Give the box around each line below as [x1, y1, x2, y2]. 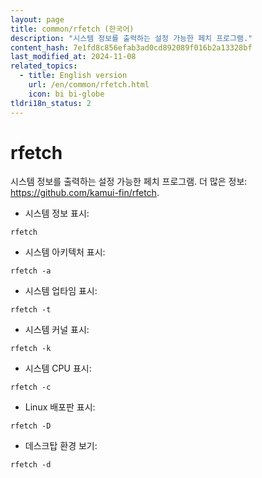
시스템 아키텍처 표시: [24, 246, 106, 258]
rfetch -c [10, 382, 52, 393]
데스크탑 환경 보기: [24, 440, 98, 452]
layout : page [10, 14, 65, 25]
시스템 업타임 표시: [24, 285, 98, 297]
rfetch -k [10, 344, 52, 354]
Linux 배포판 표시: [24, 401, 96, 413]
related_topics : [10, 61, 78, 71]
